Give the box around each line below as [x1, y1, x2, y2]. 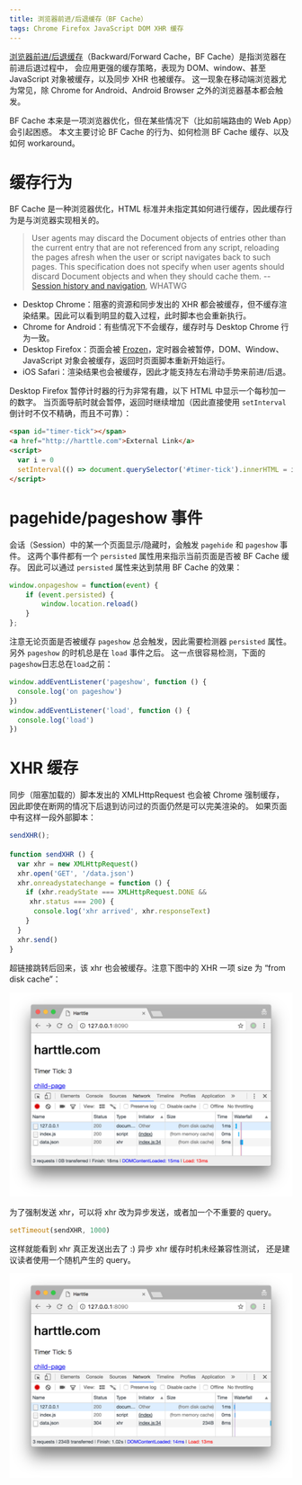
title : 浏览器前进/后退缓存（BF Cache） [9, 14, 148, 23]
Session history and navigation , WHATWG [31, 280, 187, 291]
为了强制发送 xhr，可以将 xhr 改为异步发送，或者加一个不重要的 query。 [9, 1206, 277, 1217]
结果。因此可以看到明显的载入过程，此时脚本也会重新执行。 [30, 310, 252, 321]
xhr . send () [17, 935, 58, 944]
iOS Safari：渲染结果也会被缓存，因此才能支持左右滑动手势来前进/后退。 [22, 367, 291, 378]
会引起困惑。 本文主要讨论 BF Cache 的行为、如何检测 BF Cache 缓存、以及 [9, 126, 289, 137]
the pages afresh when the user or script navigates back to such [31, 252, 271, 262]
